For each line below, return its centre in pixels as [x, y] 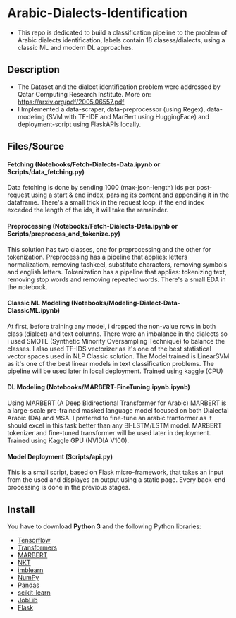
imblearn [30, 570]
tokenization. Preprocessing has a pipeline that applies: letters [98, 257]
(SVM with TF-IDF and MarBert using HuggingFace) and [128, 116]
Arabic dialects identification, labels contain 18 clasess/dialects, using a [121, 40]
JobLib [27, 600]
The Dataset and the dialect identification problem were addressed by [119, 87]
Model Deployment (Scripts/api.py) [60, 456]
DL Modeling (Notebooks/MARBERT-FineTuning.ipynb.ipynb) [99, 387]
